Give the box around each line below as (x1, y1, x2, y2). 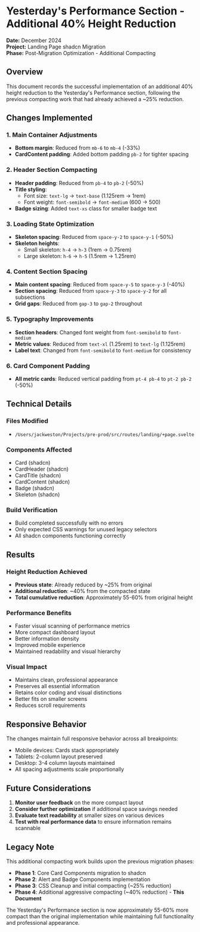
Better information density (14, 635, 79, 642)
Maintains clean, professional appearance (14, 676, 118, 683)
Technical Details (6, 399, 72, 409)
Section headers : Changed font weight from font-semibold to (14, 328, 167, 336)
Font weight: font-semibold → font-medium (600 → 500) (23, 198, 161, 205)
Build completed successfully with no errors (14, 519, 124, 526)
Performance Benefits (6, 609, 72, 617)
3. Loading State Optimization (6, 220, 94, 228)
